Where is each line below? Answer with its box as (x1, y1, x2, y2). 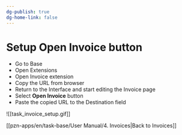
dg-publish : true (6, 8, 50, 15)
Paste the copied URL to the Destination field (14, 99, 126, 106)
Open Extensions (14, 67, 58, 74)
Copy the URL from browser (14, 80, 85, 87)
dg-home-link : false (6, 14, 58, 20)
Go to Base (14, 60, 43, 67)
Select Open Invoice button (14, 92, 83, 99)
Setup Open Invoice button (6, 40, 143, 54)
